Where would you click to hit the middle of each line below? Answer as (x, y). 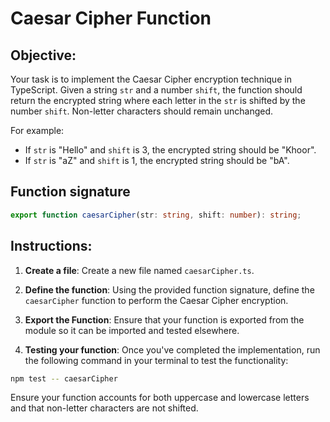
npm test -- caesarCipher (64, 378)
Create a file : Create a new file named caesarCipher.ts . (139, 270)
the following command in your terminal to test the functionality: (156, 360)
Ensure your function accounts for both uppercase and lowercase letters (160, 398)
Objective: (43, 55)
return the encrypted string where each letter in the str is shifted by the (158, 100)
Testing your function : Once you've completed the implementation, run (172, 349)
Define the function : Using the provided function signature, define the (169, 289)
